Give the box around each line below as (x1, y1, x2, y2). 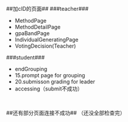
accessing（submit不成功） (14, 85, 83, 92)
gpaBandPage (14, 30, 50, 37)
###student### (6, 54, 45, 61)
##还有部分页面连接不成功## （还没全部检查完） (6, 110, 126, 116)
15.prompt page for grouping (14, 72, 85, 79)
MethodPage (14, 17, 46, 24)
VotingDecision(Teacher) (14, 42, 76, 49)
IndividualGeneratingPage (14, 36, 79, 43)
